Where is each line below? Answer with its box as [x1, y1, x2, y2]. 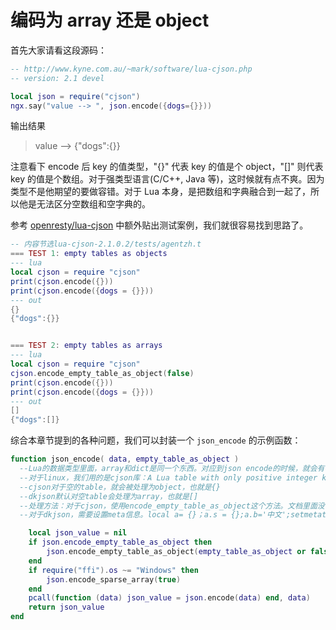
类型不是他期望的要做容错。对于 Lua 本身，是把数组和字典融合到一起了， [10, 186, 311, 198]
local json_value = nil [28, 528, 128, 538]
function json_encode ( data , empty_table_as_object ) [10, 454, 240, 465]
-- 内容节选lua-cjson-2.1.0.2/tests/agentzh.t [10, 239, 202, 250]
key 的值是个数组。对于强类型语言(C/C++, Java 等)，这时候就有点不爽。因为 [10, 173, 325, 185]
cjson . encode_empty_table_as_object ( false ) [10, 368, 195, 378]
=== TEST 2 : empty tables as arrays [10, 341, 163, 351]
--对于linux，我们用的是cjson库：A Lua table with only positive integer [19, 472, 318, 483]
